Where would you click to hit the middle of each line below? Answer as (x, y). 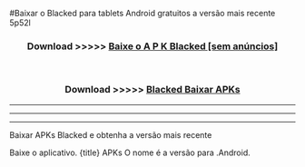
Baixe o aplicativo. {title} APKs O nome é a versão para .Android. (130, 152)
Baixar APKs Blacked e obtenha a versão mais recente (111, 134)
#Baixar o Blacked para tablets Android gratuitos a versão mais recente (143, 13)
